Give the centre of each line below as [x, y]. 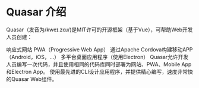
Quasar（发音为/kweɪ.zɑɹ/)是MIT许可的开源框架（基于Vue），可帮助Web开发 [99, 30]
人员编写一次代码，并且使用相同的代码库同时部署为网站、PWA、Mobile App [99, 64]
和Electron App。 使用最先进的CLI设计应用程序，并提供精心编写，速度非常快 [99, 71]
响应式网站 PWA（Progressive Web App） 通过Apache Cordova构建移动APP [99, 49]
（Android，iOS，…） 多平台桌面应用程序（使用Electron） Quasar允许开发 [97, 57]
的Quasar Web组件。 [32, 79]
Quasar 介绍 [36, 12]
